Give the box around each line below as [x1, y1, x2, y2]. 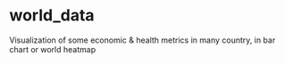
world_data [9, 5, 96, 26]
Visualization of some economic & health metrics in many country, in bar [9, 35, 276, 45]
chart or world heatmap [9, 43, 96, 54]
